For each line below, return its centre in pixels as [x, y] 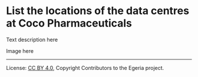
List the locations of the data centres [98, 11]
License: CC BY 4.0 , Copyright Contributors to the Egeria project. [85, 68]
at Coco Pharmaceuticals [69, 23]
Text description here [32, 39]
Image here [20, 51]
